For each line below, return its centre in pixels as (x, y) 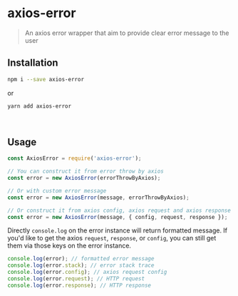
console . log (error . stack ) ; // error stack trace (81, 265)
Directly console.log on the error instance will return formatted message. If (118, 230)
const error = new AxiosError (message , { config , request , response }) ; (118, 217)
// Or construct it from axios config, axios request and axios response (119, 210)
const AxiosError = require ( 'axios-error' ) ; (74, 158)
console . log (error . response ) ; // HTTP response (79, 285)
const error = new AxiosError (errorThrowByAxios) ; (84, 178)
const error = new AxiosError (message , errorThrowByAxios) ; (99, 198)
